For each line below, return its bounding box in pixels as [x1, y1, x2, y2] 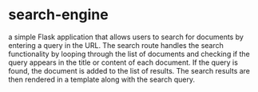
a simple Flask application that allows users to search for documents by [8, 32, 244, 42]
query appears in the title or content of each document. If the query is [8, 58, 238, 67]
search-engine [8, 6, 109, 24]
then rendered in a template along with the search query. [8, 74, 196, 84]
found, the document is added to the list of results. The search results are [8, 66, 250, 75]
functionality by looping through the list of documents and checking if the [8, 49, 250, 58]
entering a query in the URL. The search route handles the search [8, 40, 224, 50]
